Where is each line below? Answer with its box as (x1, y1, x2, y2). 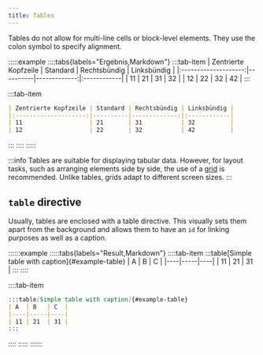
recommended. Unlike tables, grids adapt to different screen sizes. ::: (8, 173, 232, 182)
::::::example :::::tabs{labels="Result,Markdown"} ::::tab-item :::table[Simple (8, 248, 252, 257)
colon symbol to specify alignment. (8, 41, 122, 51)
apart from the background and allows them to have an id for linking (8, 224, 230, 234)
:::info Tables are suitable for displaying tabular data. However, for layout (8, 155, 243, 166)
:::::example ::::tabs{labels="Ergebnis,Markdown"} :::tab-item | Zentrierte (8, 57, 244, 66)
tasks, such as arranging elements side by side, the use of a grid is (8, 164, 225, 174)
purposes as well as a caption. (8, 233, 107, 242)
